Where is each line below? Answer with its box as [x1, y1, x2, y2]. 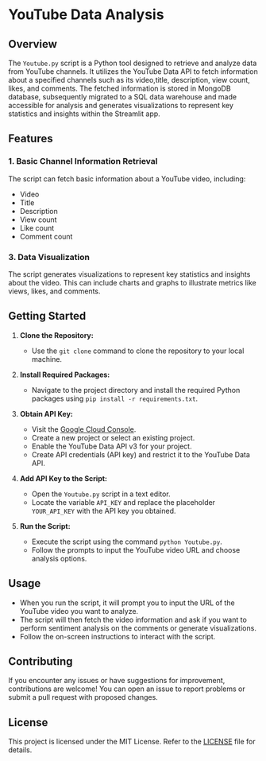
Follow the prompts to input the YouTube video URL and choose [31, 545, 241, 554]
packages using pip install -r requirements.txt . [31, 394, 199, 403]
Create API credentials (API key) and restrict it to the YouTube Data [31, 449, 250, 459]
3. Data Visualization [8, 251, 90, 262]
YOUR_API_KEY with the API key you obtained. [31, 506, 176, 515]
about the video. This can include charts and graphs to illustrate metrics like [8, 278, 256, 287]
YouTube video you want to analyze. [19, 606, 139, 615]
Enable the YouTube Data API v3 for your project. [31, 441, 192, 451]
